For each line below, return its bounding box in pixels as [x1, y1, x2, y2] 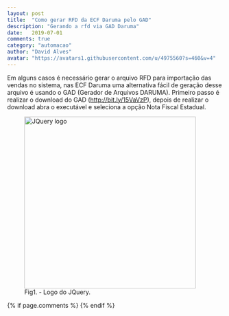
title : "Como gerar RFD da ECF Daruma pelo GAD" [7, 16, 152, 23]
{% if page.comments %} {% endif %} [7, 301, 115, 309]
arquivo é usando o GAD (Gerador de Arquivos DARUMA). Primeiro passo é [7, 88, 219, 96]
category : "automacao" [7, 42, 72, 49]
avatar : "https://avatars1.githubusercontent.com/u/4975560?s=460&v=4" [7, 55, 216, 62]
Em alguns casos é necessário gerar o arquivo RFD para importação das [7, 74, 212, 82]
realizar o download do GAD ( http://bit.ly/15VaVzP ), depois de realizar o [7, 95, 209, 104]
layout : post [7, 10, 45, 17]
